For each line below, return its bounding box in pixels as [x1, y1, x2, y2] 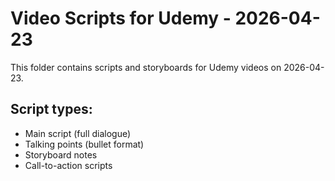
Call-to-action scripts [24, 159, 113, 171]
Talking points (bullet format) [24, 138, 145, 150]
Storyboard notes [24, 148, 98, 161]
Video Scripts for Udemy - [10, 7, 232, 30]
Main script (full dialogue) [24, 127, 132, 139]
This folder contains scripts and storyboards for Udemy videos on [10, 61, 282, 73]
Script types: [10, 101, 93, 118]
